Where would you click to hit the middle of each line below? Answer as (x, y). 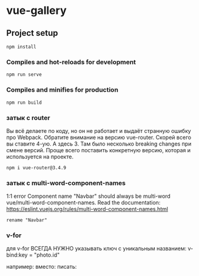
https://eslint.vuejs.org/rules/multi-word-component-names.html (87, 209)
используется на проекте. (40, 157)
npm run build (24, 103)
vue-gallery (36, 11)
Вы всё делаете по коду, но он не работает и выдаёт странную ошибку (99, 130)
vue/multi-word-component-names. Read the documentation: (83, 203)
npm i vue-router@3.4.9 (36, 167)
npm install (21, 47)
